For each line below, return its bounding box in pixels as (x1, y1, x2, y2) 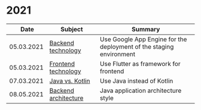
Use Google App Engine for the (99, 35, 187, 43)
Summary (131, 25, 160, 33)
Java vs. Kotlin (49, 77, 90, 85)
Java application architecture (99, 86, 182, 95)
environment (99, 50, 136, 58)
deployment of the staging (99, 42, 174, 51)
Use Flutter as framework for (99, 59, 181, 68)
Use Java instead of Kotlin (99, 77, 173, 85)
